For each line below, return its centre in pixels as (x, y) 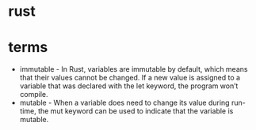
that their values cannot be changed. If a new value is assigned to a (130, 78)
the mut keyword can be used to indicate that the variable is (136, 111)
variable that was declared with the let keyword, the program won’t (129, 86)
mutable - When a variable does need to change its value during (124, 103)
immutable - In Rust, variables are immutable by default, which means (134, 69)
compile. (34, 95)
